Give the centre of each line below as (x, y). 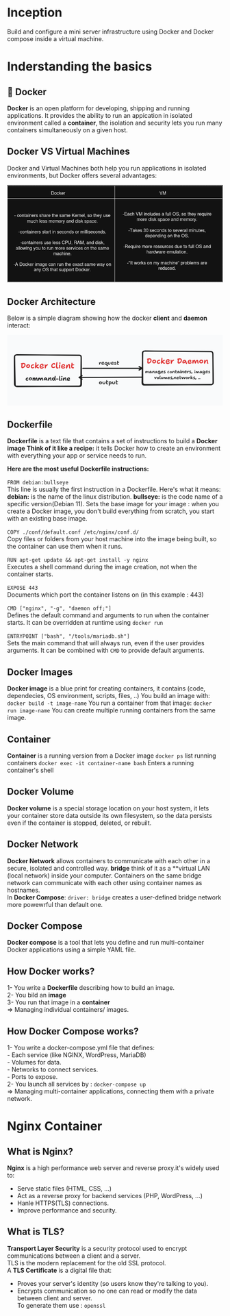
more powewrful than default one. (55, 904)
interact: (19, 325)
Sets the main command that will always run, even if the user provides (106, 643)
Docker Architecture (51, 302)
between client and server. (54, 1298)
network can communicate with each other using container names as (105, 882)
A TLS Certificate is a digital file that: (59, 1270)
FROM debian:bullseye (38, 483)
